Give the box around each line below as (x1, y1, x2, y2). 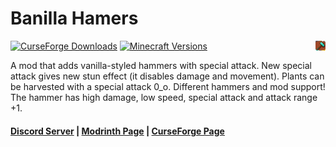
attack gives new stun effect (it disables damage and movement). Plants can (10, 70, 325, 82)
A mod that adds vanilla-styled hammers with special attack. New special (10, 59, 312, 71)
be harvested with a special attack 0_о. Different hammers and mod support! (10, 80, 326, 92)
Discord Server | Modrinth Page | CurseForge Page (10, 125, 225, 137)
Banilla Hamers (10, 7, 139, 30)
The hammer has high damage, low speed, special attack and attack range (10, 91, 318, 103)
